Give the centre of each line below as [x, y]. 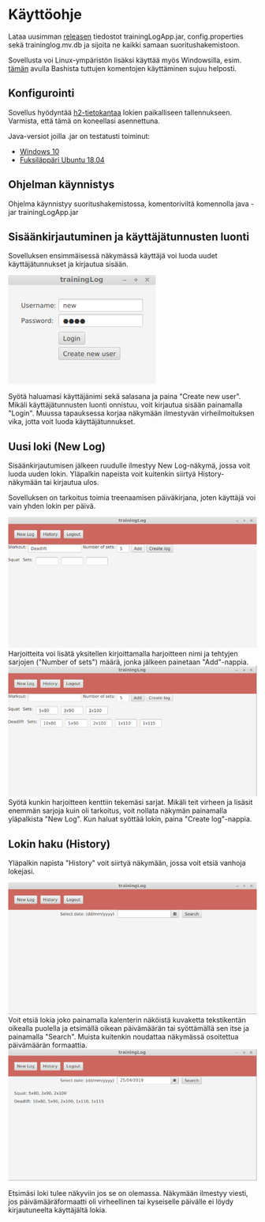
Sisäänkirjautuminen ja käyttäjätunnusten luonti [129, 237]
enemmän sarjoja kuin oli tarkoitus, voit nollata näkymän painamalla [118, 810]
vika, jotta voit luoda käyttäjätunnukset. [72, 422]
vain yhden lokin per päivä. [52, 506]
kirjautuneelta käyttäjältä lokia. [58, 1209]
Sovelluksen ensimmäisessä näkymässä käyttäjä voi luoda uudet [113, 256]
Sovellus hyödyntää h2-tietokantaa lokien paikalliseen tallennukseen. [120, 112]
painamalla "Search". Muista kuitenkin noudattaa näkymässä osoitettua [123, 1036]
